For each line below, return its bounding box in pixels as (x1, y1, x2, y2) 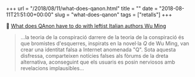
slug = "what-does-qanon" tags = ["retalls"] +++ (54, 11, 172, 18)
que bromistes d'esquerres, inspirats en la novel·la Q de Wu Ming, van (20, 40, 190, 47)
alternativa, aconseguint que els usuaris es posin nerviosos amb (20, 58, 175, 65)
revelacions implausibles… (20, 65, 85, 72)
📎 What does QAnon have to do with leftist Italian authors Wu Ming (6, 23, 166, 29)
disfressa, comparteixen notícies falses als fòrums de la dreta (20, 52, 169, 59)
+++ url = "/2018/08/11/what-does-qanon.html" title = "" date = (6, 5, 158, 12)
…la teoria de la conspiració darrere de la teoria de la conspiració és (20, 34, 184, 40)
